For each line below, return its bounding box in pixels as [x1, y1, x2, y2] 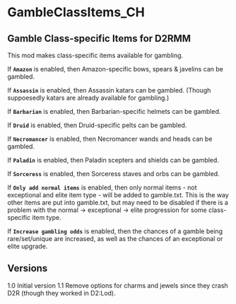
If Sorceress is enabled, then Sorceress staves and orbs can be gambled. [7, 170, 220, 177]
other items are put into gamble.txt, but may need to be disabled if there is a [7, 199, 228, 206]
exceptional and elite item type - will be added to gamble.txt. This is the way [7, 191, 230, 199]
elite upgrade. [7, 242, 48, 250]
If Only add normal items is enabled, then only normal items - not [7, 183, 197, 192]
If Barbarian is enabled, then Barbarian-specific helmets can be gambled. [7, 107, 221, 115]
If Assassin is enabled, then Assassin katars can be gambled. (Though [7, 86, 211, 94]
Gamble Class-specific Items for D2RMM [7, 33, 191, 45]
